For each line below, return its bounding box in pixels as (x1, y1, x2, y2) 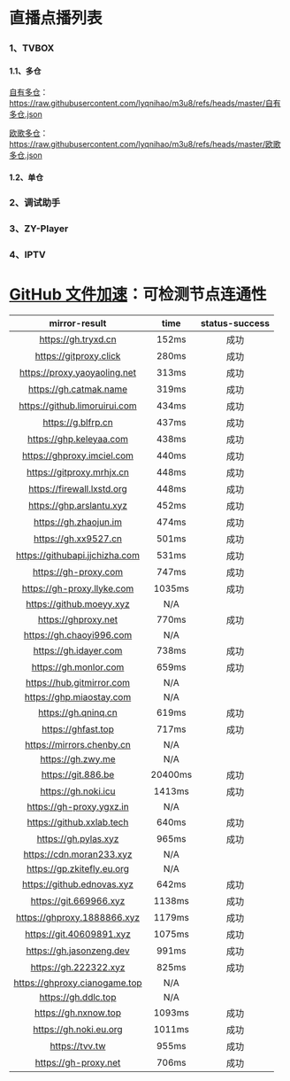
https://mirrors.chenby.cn (25, 738, 131, 750)
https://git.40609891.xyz (25, 928, 131, 940)
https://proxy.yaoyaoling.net (19, 366, 137, 378)
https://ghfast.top (41, 723, 115, 735)
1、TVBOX (9, 42, 55, 54)
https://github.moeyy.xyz (26, 597, 130, 610)
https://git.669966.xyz (30, 894, 126, 906)
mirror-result (49, 316, 107, 329)
